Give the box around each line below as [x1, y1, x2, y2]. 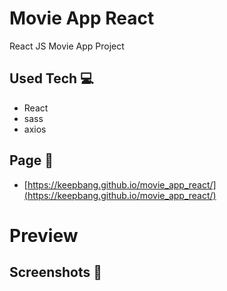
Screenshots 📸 [9, 264, 103, 281]
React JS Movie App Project [9, 40, 125, 52]
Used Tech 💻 [9, 70, 94, 87]
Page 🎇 [9, 152, 54, 169]
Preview [9, 224, 79, 247]
